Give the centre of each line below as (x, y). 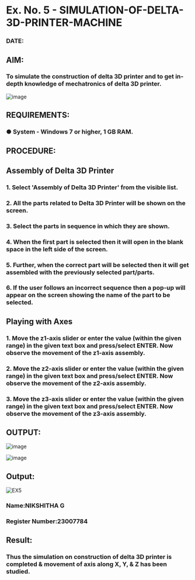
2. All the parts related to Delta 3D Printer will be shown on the (96, 203)
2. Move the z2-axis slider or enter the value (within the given (95, 369)
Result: (19, 540)
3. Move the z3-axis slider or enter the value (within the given (95, 399)
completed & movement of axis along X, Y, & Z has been (87, 564)
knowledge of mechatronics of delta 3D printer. (93, 84)
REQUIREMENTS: (38, 115)
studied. (18, 572)
